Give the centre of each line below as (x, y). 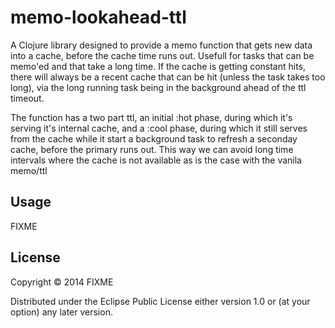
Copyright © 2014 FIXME (62, 282)
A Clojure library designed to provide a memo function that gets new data (161, 45)
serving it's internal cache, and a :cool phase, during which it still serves (159, 128)
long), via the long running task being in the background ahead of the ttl (158, 87)
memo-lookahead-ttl (98, 17)
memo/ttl (29, 170)
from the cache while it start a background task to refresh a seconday (154, 138)
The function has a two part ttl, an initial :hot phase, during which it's (151, 117)
